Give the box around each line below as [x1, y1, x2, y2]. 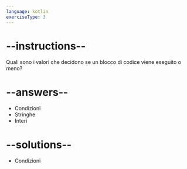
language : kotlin [6, 8, 49, 15]
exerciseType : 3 [6, 14, 46, 20]
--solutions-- [6, 138, 72, 151]
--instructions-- [6, 39, 86, 53]
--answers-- [6, 86, 69, 99]
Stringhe [14, 111, 36, 118]
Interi [14, 117, 28, 124]
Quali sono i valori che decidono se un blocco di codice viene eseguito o [6, 59, 182, 66]
